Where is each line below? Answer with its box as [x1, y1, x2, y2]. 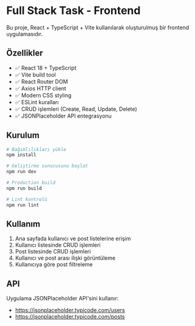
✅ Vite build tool [15, 71, 56, 78]
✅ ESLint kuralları [15, 98, 59, 105]
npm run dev [6, 169, 36, 175]
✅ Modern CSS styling [15, 91, 72, 99]
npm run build [6, 185, 43, 191]
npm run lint [6, 202, 39, 208]
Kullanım [6, 219, 41, 229]
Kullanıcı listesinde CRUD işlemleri [15, 241, 101, 249]
